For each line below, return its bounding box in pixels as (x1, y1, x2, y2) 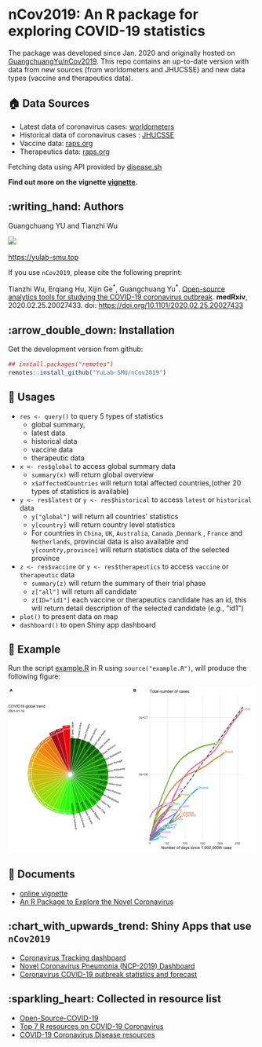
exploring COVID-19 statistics (8, 22, 206, 40)
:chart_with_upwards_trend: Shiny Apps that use (8, 920, 252, 933)
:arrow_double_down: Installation (8, 324, 175, 337)
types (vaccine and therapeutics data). (8, 73, 133, 82)
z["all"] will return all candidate (31, 587, 137, 596)
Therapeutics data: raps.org (19, 147, 110, 156)
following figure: (8, 672, 61, 681)
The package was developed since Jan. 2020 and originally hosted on (8, 48, 235, 57)
